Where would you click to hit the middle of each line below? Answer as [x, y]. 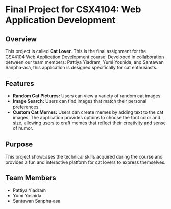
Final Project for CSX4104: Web [73, 9]
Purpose [19, 145]
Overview [21, 39]
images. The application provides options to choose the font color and [87, 117]
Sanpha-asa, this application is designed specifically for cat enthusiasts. [81, 68]
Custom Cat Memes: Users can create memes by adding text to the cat [88, 112]
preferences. [26, 107]
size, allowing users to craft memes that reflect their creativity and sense [89, 123]
